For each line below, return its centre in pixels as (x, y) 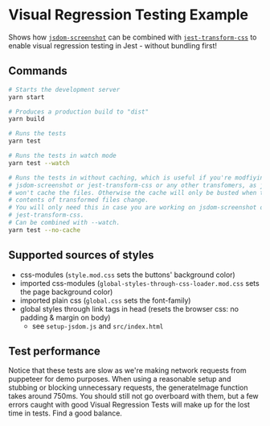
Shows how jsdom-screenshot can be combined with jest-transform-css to (133, 37)
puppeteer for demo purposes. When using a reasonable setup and (120, 379)
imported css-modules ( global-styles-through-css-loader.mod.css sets (139, 283)
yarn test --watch (39, 163)
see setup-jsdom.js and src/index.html (98, 326)
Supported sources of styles (81, 255)
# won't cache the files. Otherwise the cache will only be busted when (133, 192)
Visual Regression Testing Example (129, 15)
